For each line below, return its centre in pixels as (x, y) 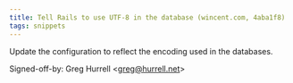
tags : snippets (38, 26)
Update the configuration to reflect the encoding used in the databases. (141, 51)
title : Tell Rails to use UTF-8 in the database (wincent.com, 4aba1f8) (147, 17)
